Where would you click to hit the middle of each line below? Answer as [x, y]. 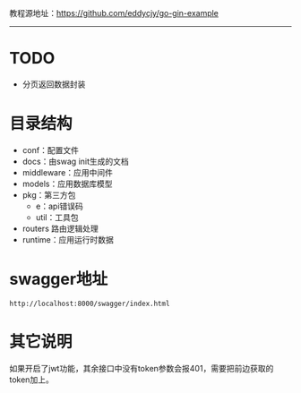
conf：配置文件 [50, 150]
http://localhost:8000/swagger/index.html [90, 303]
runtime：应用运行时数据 [68, 239]
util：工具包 [57, 217]
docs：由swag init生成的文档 [76, 161]
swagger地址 [59, 279]
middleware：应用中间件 [68, 172]
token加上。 [31, 380]
